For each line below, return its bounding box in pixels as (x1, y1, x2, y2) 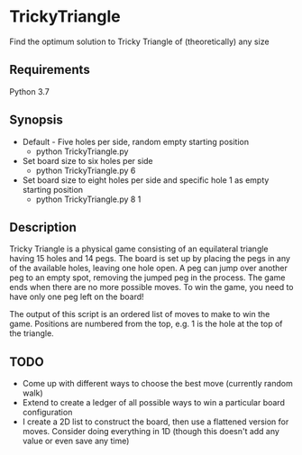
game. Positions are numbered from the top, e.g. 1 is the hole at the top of (9, 318, 283, 330)
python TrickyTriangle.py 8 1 (35, 194, 142, 205)
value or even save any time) (22, 435, 130, 447)
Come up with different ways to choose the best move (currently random (22, 378, 293, 389)
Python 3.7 (9, 86, 50, 96)
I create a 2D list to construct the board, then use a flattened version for (22, 416, 289, 427)
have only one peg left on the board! (9, 291, 144, 303)
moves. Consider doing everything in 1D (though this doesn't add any (22, 426, 279, 437)
